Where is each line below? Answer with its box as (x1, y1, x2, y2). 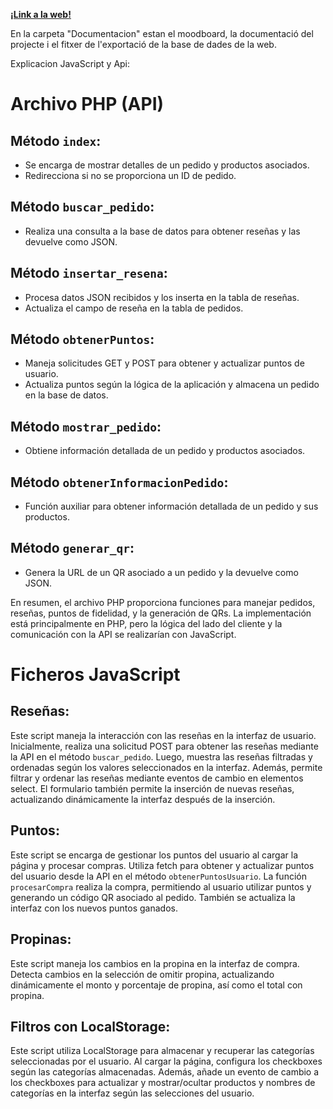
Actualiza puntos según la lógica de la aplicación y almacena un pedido (24, 379, 320, 391)
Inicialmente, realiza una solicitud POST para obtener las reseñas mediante (10, 740, 319, 752)
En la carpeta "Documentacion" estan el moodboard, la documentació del (10, 28, 314, 39)
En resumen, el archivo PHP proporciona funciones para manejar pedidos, (10, 596, 316, 608)
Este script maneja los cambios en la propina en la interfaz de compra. (10, 957, 300, 969)
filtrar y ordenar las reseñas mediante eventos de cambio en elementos (10, 772, 304, 784)
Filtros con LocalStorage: (10, 1018, 171, 1035)
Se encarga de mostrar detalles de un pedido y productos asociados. (24, 159, 310, 171)
